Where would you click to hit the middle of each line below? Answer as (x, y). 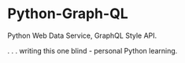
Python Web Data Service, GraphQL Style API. (82, 35)
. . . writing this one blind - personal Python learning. (92, 50)
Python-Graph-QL (68, 14)
